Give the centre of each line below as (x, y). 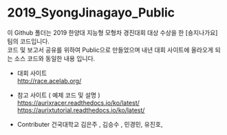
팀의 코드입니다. (29, 41)
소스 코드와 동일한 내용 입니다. (55, 58)
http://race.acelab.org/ (49, 81)
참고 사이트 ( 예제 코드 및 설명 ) (59, 95)
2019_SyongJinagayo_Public (91, 13)
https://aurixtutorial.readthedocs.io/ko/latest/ (81, 110)
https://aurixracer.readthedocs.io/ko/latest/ (78, 103)
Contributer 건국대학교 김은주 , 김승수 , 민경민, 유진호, (90, 124)
